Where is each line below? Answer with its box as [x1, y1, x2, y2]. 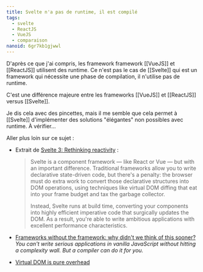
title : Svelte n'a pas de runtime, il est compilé [6, 9, 138, 15]
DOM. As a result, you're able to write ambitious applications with [30, 215, 195, 222]
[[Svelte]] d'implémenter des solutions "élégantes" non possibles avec [6, 116, 183, 123]
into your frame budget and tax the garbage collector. [30, 190, 166, 197]
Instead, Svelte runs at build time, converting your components [30, 202, 189, 210]
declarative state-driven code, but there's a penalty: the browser [30, 171, 193, 178]
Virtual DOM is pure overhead [15, 258, 90, 266]
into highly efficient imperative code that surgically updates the [30, 208, 189, 216]
